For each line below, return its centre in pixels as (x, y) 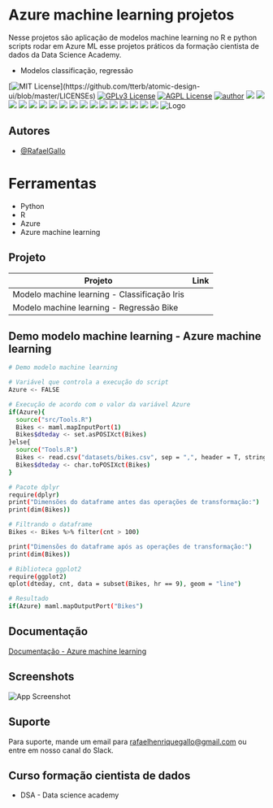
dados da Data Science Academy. (65, 54)
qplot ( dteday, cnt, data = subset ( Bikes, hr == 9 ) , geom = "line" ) (125, 584)
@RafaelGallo (43, 150)
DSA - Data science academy (69, 795)
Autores (29, 131)
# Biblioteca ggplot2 (45, 569)
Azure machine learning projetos (121, 15)
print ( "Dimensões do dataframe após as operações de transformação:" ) (130, 546)
